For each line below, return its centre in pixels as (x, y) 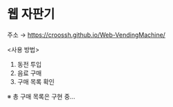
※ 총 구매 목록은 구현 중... (41, 96)
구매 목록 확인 (36, 81)
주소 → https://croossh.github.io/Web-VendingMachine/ (86, 35)
